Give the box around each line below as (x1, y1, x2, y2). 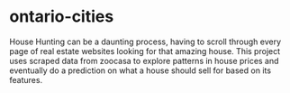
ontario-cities (9, 6, 114, 27)
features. (9, 74, 43, 85)
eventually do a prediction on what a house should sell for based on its (9, 65, 272, 76)
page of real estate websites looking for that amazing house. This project (9, 45, 281, 56)
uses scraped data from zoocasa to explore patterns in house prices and (9, 55, 279, 66)
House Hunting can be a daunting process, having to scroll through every (9, 36, 282, 47)
